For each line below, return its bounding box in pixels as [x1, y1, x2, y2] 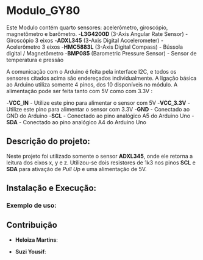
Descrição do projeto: [6, 136, 90, 147]
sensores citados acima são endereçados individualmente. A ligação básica [6, 74, 197, 82]
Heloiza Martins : [15, 236, 58, 244]
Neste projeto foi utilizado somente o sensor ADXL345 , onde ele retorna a [6, 152, 193, 160]
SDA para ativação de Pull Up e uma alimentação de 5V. [6, 165, 148, 172]
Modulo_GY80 [6, 4, 80, 18]
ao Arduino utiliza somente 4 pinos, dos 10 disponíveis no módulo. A [6, 80, 178, 88]
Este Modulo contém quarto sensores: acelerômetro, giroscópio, [6, 24, 168, 31]
